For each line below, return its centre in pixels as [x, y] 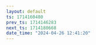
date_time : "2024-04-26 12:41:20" [49, 33]
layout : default [26, 11]
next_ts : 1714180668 [32, 28]
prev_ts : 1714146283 [32, 22]
